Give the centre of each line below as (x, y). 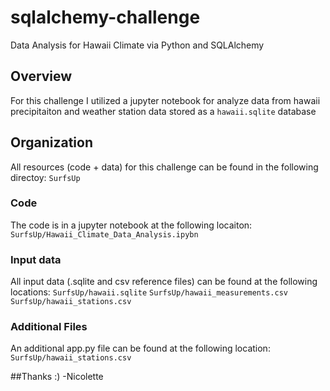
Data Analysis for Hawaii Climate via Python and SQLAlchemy (137, 45)
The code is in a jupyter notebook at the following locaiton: (131, 225)
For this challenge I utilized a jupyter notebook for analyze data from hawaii (165, 100)
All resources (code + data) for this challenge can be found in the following (164, 167)
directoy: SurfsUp (45, 177)
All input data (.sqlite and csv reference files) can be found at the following (164, 282)
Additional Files (49, 327)
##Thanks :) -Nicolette (57, 377)
